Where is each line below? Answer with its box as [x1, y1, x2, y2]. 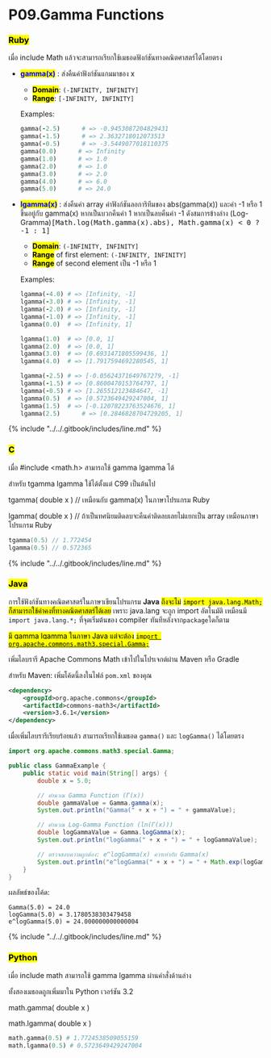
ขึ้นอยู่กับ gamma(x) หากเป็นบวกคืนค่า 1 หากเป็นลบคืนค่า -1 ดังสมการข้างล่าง [19, 208, 228, 219]
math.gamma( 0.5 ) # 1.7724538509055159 [8, 1034, 139, 1042]
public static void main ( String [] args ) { [23, 769, 168, 777]
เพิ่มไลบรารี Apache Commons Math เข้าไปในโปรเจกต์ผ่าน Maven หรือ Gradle [8, 654, 240, 663]
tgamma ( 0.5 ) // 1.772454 [8, 536, 92, 544]
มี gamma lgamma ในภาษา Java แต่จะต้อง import [8, 631, 159, 641]
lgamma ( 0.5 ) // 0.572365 [8, 543, 92, 552]
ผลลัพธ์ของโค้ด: [8, 888, 50, 897]
